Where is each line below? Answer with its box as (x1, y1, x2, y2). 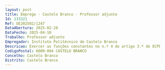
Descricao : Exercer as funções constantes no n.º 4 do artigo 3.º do (5, 44, 151, 49)
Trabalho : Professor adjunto (5, 35, 65, 40)
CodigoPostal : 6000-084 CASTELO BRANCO (5, 48, 87, 53)
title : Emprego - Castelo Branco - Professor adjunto (5, 12, 118, 17)
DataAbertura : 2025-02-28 (5, 26, 58, 31)
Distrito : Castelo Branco (5, 58, 58, 63)
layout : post (5, 7, 32, 12)
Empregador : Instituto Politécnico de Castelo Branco (5, 39, 118, 44)
